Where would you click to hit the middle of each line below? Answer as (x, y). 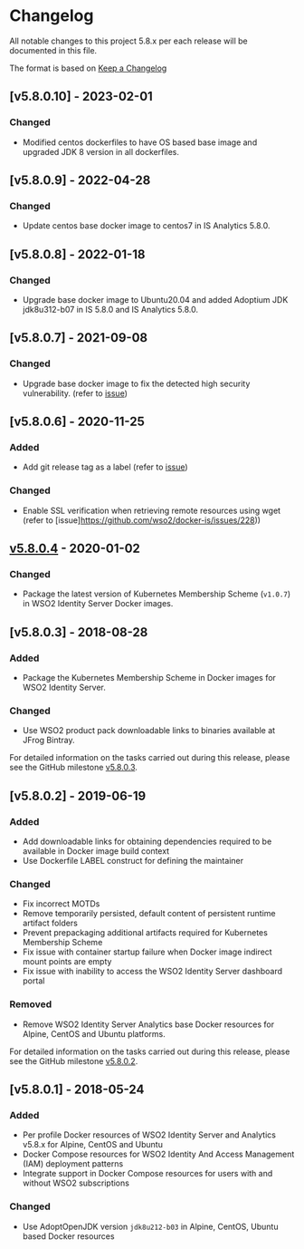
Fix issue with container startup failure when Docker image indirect (147, 952)
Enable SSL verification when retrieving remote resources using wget (152, 510)
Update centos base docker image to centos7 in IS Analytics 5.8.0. (146, 226)
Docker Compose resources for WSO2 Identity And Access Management (158, 1154)
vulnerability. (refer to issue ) (75, 393)
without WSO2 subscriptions (76, 1183)
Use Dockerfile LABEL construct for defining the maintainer (133, 861)
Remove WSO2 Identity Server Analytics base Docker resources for (148, 1024)
